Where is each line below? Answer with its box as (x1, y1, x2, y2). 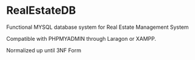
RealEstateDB (6, 4, 76, 17)
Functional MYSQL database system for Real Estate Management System (6, 23, 189, 31)
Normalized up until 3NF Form (6, 46, 82, 54)
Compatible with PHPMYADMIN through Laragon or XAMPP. (6, 35, 156, 42)
